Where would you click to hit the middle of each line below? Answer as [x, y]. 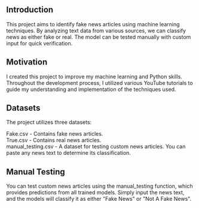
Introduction [30, 10]
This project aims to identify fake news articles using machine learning [93, 24]
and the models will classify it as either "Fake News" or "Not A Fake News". [99, 199]
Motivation [27, 62]
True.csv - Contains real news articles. [54, 140]
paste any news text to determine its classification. [69, 153]
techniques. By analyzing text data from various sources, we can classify [96, 30]
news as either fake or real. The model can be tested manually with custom [99, 37]
